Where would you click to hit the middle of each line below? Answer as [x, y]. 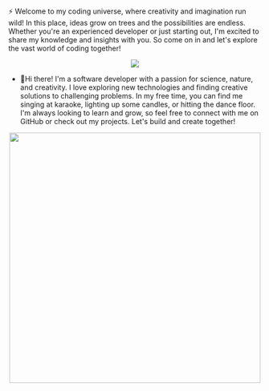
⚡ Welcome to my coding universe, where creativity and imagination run [127, 11]
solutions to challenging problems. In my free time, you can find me [131, 96]
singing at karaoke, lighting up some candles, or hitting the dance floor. [137, 104]
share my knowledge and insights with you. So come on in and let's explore [133, 40]
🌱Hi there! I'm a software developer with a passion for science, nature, [137, 79]
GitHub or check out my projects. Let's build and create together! [128, 121]
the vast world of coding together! [65, 48]
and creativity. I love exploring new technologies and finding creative [134, 87]
